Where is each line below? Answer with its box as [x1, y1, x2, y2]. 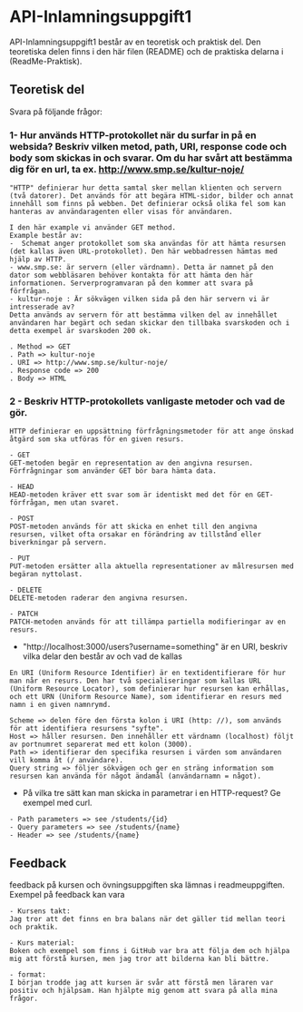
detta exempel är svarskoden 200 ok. [9, 327, 152, 336]
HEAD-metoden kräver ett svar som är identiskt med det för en [9, 490, 254, 500]
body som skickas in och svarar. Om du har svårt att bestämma [9, 152, 293, 164]
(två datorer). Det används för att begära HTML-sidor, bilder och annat [9, 192, 295, 201]
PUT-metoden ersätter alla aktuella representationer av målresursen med [9, 562, 295, 571]
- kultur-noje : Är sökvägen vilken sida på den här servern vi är [9, 295, 270, 304]
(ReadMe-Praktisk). [9, 55, 83, 66]
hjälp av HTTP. [9, 255, 67, 264]
